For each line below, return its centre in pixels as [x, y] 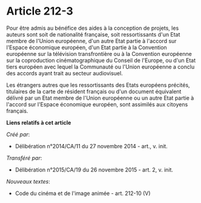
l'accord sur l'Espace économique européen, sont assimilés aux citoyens [97, 104]
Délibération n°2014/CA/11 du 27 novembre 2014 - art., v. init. [91, 146]
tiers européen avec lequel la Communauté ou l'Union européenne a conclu [100, 67]
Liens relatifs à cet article [39, 122]
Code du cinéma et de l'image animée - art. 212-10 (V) [83, 193]
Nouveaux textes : [28, 181]
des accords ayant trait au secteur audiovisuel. [64, 73]
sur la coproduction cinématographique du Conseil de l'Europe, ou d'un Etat [101, 60]
